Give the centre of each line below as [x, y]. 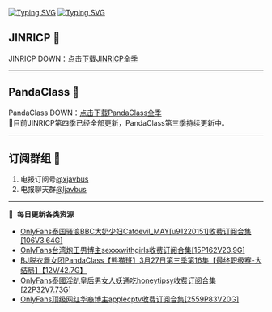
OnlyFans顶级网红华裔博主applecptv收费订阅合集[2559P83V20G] [130, 299]
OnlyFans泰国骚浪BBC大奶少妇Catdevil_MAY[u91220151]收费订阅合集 [136, 232]
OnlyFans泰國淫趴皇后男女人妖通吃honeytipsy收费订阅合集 [118, 280]
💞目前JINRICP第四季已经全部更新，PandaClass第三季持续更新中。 [119, 122]
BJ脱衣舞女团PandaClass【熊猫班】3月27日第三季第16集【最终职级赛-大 [141, 260]
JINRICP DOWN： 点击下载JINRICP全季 [73, 58]
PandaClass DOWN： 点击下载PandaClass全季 [85, 113]
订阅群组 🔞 [34, 158]
